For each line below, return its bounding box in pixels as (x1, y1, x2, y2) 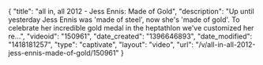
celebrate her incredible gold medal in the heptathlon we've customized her (8, 23, 254, 32)
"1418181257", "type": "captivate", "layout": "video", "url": (8, 40, 194, 49)
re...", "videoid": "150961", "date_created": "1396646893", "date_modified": (8, 31, 253, 41)
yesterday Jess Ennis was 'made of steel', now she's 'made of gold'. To (8, 15, 240, 24)
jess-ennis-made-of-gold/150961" (8, 49, 120, 57)
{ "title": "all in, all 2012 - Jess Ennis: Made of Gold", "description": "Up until (8, 7, 254, 16)
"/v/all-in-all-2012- (195, 40, 256, 49)
